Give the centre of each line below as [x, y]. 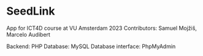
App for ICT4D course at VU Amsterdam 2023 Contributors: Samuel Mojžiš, [102, 28]
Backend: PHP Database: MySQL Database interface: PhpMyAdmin [91, 46]
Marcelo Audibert [29, 34]
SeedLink [31, 11]
